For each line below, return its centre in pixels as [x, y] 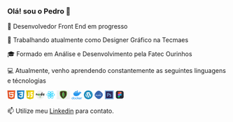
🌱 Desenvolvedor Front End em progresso [68, 27]
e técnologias [27, 81]
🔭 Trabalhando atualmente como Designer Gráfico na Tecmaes [98, 40]
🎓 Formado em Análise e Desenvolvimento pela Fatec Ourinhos [100, 54]
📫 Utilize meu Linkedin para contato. [61, 111]
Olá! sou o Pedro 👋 [39, 11]
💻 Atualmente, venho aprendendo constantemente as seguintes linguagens [116, 71]
